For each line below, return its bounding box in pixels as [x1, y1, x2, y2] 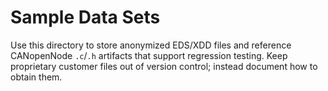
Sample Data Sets [10, 6, 161, 29]
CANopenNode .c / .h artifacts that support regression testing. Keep [10, 49, 288, 61]
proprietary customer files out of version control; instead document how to [10, 60, 318, 72]
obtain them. [10, 71, 63, 83]
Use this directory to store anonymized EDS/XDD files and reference [10, 39, 292, 51]
